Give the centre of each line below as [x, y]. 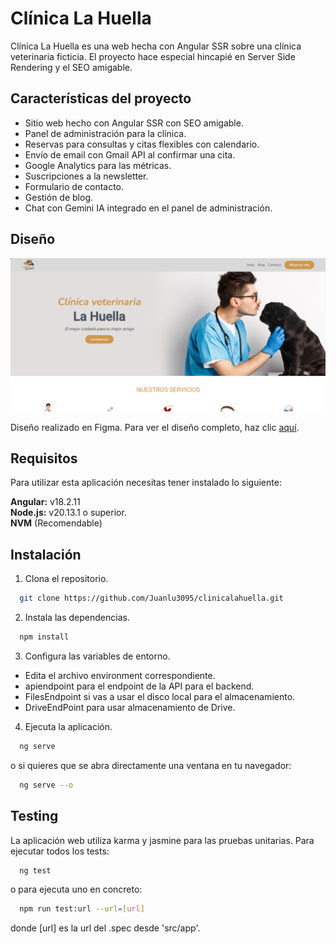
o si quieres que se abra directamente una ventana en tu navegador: [151, 765]
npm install [44, 637]
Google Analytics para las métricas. [98, 165]
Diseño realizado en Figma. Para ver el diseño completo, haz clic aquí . [155, 427]
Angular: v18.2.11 [45, 502]
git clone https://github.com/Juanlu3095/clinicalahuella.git [151, 598]
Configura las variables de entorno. [97, 656]
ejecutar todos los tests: [60, 851]
